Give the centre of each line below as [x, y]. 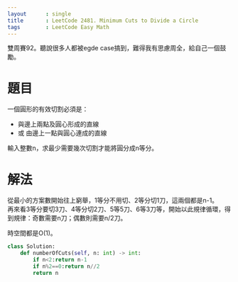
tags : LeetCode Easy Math [59, 27]
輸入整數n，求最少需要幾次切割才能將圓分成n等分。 [83, 148]
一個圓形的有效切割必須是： [48, 109]
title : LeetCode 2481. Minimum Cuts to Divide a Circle [103, 21]
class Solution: [31, 247]
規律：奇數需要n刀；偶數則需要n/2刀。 [70, 218]
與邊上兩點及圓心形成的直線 [58, 124]
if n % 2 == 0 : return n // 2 [66, 266]
